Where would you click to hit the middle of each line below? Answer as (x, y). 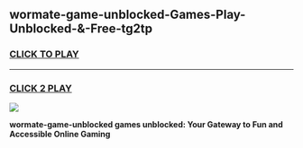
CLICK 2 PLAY (41, 88)
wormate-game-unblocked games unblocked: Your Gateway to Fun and (147, 124)
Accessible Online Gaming (60, 134)
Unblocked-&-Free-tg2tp (81, 29)
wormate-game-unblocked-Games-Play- (128, 15)
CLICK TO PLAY (44, 55)
